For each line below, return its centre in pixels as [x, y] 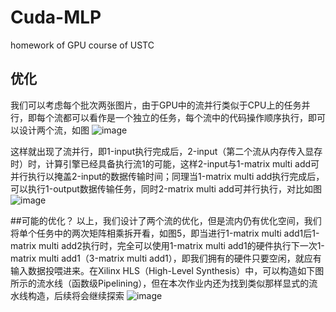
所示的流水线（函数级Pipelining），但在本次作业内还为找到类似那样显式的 [160, 283]
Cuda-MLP [56, 17]
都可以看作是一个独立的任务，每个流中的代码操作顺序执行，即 [189, 117]
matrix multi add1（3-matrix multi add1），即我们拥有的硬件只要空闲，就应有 [166, 258]
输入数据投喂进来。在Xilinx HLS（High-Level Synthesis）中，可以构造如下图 [167, 270]
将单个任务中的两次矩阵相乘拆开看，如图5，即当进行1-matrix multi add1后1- [165, 233]
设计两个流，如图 [54, 130]
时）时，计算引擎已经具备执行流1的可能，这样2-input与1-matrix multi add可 [165, 163]
